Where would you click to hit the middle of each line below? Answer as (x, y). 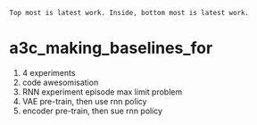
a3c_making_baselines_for (111, 48)
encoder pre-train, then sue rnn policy (92, 111)
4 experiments (49, 72)
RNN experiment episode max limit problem (102, 92)
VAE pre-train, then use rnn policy (84, 101)
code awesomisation (60, 82)
